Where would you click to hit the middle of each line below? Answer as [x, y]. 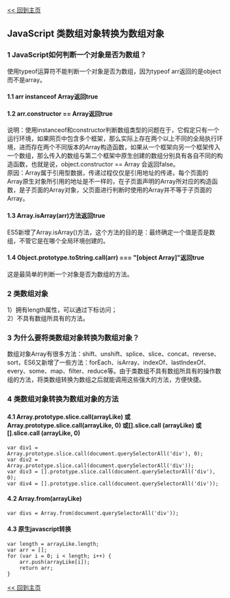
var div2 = [23, 460]
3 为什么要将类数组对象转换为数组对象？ [73, 338]
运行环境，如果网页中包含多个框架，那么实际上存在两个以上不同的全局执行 [112, 138]
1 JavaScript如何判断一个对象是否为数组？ [77, 55]
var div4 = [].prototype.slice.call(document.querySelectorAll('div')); [113, 484]
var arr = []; [27, 550]
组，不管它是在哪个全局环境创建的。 [58, 240]
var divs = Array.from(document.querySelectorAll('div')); [93, 513]
